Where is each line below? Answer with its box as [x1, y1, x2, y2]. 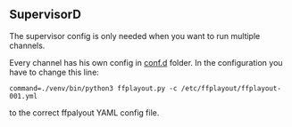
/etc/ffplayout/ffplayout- [180, 83, 281, 92]
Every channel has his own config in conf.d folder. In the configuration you [9, 57, 283, 67]
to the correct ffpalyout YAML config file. [9, 107, 160, 118]
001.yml [9, 91, 38, 100]
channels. [9, 40, 46, 51]
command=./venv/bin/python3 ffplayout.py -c [9, 83, 178, 92]
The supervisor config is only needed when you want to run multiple [9, 30, 261, 41]
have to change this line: [9, 67, 100, 77]
